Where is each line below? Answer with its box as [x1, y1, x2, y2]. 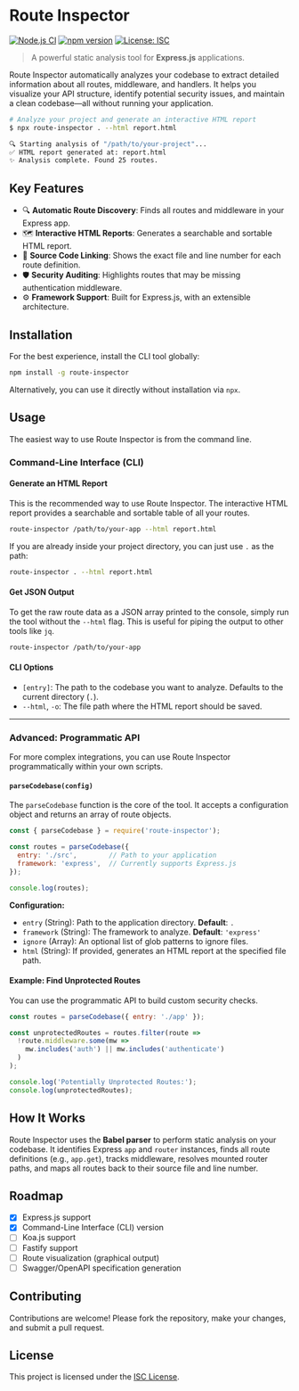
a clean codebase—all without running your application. [9, 97, 214, 108]
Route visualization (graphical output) [21, 1252, 160, 1263]
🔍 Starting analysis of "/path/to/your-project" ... [9, 139, 207, 148]
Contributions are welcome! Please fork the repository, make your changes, [9, 1313, 287, 1323]
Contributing [9, 1289, 82, 1305]
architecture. [21, 301, 69, 312]
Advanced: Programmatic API [9, 731, 141, 744]
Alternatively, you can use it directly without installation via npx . [9, 384, 241, 395]
